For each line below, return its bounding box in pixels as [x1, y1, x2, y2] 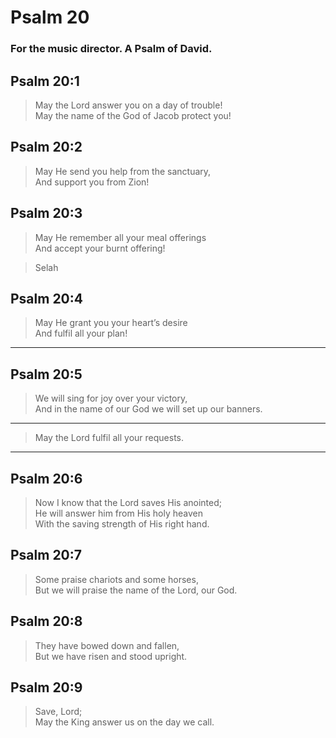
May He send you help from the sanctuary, [34, 165, 212, 177]
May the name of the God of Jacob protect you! [34, 109, 232, 121]
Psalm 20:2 [10, 139, 83, 156]
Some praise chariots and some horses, [34, 573, 199, 585]
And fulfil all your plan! [34, 327, 128, 340]
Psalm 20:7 [10, 547, 83, 564]
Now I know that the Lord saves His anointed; [34, 496, 222, 508]
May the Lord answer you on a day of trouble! [34, 99, 223, 111]
